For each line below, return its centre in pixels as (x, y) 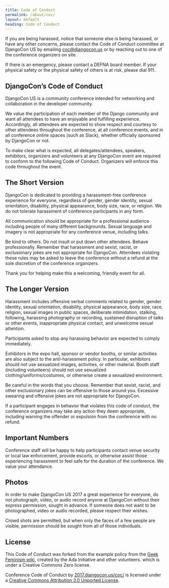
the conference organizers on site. (41, 55)
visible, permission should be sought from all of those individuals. (74, 526)
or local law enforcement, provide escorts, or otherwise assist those (76, 455)
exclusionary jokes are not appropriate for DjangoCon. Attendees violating (82, 252)
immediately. (18, 343)
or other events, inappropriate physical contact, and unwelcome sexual (79, 323)
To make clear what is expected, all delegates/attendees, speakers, (75, 151)
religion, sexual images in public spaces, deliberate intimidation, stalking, (81, 312)
